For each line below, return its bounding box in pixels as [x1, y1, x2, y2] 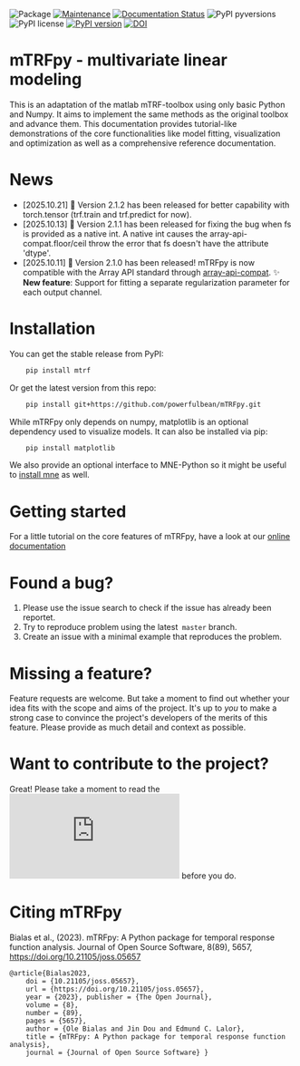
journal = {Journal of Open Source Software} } [25, 1048, 208, 1058]
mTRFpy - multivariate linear [9, 50, 228, 71]
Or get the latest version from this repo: [9, 382, 157, 393]
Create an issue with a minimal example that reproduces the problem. [22, 631, 283, 643]
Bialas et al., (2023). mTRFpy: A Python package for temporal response [9, 932, 275, 943]
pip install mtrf [25, 365, 92, 375]
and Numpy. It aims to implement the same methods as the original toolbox [9, 109, 289, 120]
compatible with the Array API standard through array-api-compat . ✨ [22, 266, 280, 277]
